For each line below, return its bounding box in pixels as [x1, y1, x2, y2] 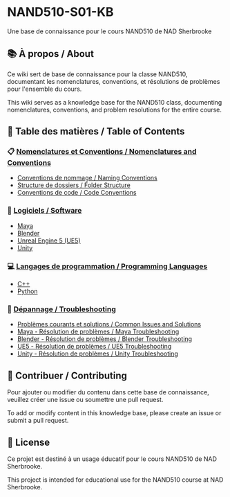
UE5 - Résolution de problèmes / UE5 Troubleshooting [17, 342, 172, 351]
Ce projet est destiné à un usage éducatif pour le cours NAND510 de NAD [7, 455, 218, 463]
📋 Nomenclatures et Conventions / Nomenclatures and [7, 147, 197, 157]
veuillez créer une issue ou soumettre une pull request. [7, 396, 164, 404]
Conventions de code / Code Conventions [17, 189, 137, 197]
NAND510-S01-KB [7, 4, 114, 20]
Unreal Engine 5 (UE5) [17, 236, 81, 245]
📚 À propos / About [7, 48, 95, 60]
